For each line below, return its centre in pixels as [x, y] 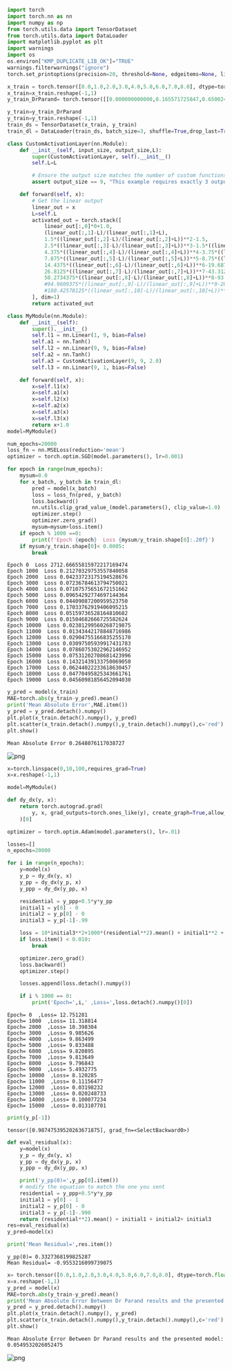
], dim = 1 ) [46, 297]
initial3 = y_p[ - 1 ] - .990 [55, 1213]
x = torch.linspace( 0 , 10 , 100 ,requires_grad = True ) [77, 768]
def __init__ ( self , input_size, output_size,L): [91, 150]
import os [21, 55]
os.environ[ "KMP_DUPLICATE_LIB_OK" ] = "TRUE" [71, 62]
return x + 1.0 [51, 425]
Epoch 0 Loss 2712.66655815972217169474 [68, 565]
